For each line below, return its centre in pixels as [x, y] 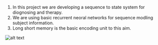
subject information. [33, 23]
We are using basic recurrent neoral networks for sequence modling [83, 18]
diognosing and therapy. [37, 12]
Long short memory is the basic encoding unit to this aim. [72, 28]
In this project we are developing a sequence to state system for [78, 7]
